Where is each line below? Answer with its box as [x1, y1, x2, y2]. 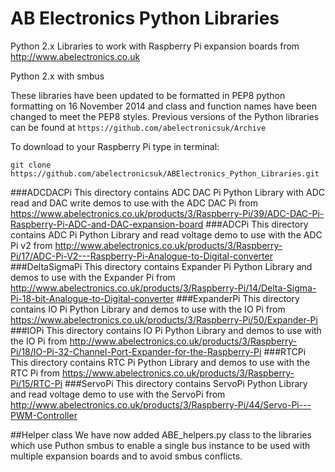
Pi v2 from [10, 239, 53, 251]
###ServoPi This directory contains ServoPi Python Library [64, 377, 308, 389]
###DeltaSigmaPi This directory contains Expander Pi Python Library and [10, 260, 313, 272]
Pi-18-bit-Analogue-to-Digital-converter [10, 292, 175, 304]
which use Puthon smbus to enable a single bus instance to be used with [10, 439, 311, 451]
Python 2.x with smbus [10, 70, 105, 82]
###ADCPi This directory [205, 218, 309, 230]
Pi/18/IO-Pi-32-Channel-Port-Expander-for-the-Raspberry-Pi [10, 345, 262, 357]
